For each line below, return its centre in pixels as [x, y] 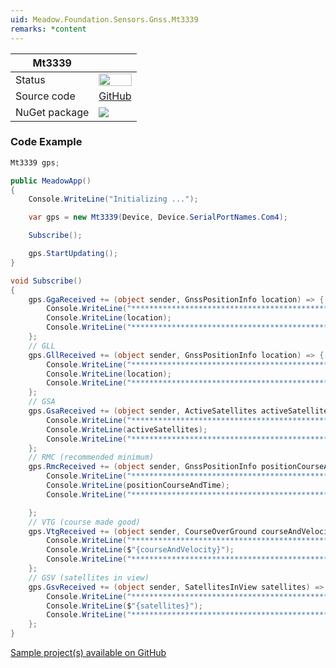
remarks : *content [48, 29]
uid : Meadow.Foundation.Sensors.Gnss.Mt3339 [104, 19]
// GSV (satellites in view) [89, 577]
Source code [45, 96]
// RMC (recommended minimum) [91, 457]
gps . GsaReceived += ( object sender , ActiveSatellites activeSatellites [180, 411]
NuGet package [52, 112]
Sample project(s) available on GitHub [88, 653]
